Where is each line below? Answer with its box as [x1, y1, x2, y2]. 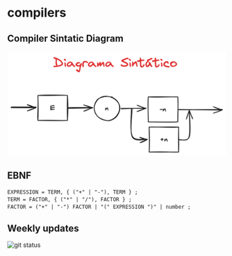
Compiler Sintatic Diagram [7, 33, 124, 44]
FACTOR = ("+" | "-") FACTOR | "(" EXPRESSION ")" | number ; [7, 203, 191, 210]
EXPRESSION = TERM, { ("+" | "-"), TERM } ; [7, 189, 138, 196]
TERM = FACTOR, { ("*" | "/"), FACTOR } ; [7, 196, 132, 203]
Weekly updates [7, 223, 79, 234]
